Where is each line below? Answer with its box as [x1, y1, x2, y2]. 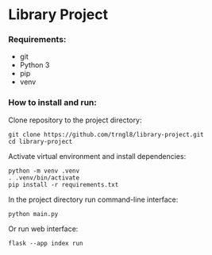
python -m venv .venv [8, 167, 80, 175]
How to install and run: [8, 97, 98, 108]
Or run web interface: [8, 224, 79, 234]
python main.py [8, 210, 59, 218]
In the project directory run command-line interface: [8, 195, 179, 204]
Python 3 [19, 60, 50, 70]
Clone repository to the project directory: [8, 115, 142, 125]
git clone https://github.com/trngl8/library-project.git [8, 130, 204, 138]
